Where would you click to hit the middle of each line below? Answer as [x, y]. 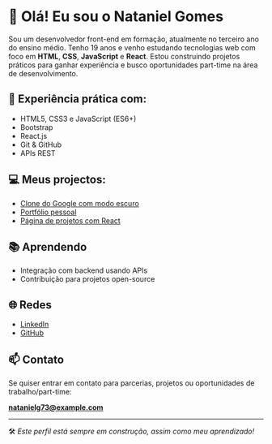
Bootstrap [36, 127]
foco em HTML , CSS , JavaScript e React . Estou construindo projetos [124, 56]
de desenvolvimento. [43, 73]
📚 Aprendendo [48, 247]
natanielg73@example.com [56, 407]
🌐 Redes [30, 305]
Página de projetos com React [70, 220]
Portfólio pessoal [48, 212]
